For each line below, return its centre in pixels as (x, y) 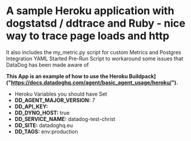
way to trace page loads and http (88, 36)
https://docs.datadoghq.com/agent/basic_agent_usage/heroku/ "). (94, 82)
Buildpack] (143, 76)
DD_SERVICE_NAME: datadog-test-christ (65, 119)
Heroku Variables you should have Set (61, 94)
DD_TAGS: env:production (46, 132)
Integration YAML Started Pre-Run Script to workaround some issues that (95, 58)
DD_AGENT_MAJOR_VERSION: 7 (55, 100)
